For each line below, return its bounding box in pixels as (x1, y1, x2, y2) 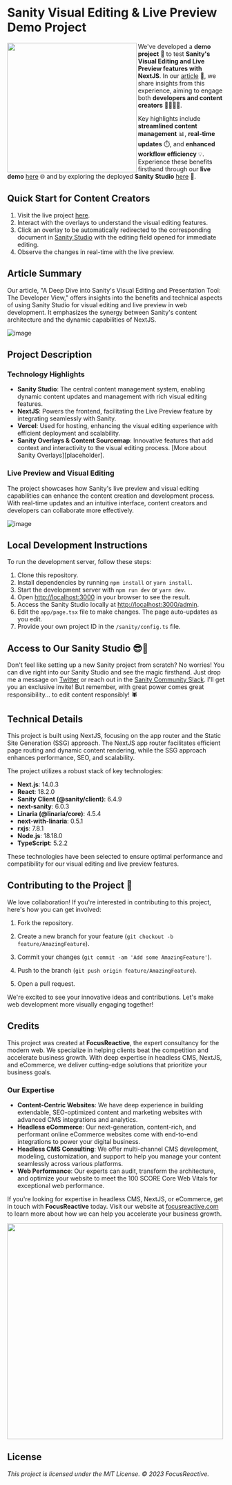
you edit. (17, 615, 43, 623)
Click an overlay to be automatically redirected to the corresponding (17, 226, 211, 234)
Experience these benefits (137, 157, 213, 166)
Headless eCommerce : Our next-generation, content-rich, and (17, 1123, 197, 1131)
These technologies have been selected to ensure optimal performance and (7, 852, 223, 860)
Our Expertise (7, 1085, 55, 1095)
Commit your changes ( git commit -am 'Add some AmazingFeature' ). (17, 953, 212, 961)
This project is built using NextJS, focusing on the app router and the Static (7, 731, 221, 739)
